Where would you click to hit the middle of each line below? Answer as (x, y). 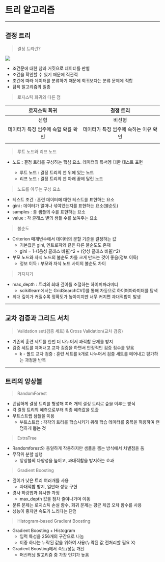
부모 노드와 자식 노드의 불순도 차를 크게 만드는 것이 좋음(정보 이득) (75, 257)
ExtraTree (27, 438)
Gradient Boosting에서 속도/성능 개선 (48, 549)
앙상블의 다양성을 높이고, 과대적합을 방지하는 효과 (67, 461)
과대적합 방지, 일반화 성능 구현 (48, 487)
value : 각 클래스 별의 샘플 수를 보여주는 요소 (55, 218)
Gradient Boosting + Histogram (43, 531)
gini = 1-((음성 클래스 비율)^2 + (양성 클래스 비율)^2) (70, 251)
